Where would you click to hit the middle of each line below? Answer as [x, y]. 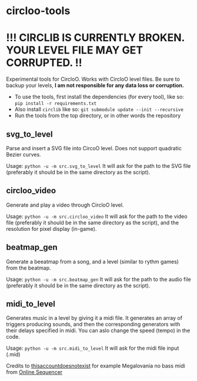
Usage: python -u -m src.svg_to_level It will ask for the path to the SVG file [98, 165]
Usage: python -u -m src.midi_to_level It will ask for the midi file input [93, 348]
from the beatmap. [29, 268]
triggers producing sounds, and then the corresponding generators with [93, 324]
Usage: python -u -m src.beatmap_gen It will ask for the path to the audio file [98, 279]
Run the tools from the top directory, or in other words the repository [98, 115]
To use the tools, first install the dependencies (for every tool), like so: [99, 97]
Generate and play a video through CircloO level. [65, 205]
